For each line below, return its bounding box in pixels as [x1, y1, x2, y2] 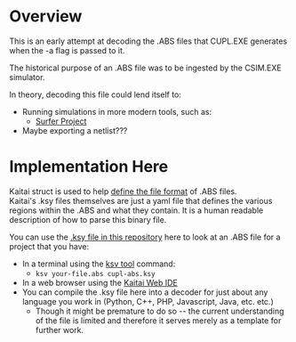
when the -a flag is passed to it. [9, 45, 125, 55]
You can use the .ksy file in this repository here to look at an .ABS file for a [9, 232, 281, 242]
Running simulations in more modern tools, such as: [21, 106, 212, 117]
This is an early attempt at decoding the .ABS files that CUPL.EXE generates [9, 36, 287, 46]
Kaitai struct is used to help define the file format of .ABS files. [9, 185, 237, 197]
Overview [9, 6, 83, 27]
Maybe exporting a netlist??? [21, 125, 128, 135]
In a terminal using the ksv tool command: [21, 258, 176, 269]
